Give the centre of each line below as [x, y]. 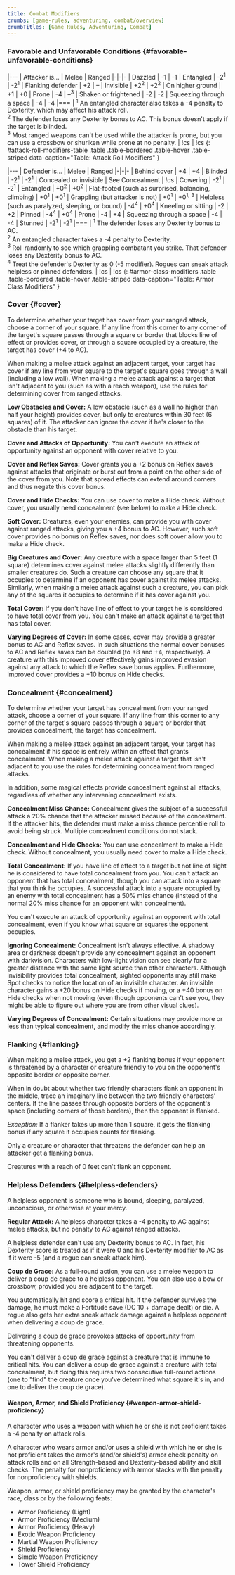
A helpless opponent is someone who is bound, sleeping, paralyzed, [106, 1200]
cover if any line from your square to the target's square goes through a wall [117, 371]
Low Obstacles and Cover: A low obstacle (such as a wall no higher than [113, 407]
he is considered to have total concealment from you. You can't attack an [113, 873]
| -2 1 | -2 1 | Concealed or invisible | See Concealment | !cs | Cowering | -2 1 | [116, 179]
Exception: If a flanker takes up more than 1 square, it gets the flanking [109, 1125]
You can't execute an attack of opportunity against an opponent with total [114, 917]
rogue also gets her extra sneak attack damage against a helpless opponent [117, 1315]
